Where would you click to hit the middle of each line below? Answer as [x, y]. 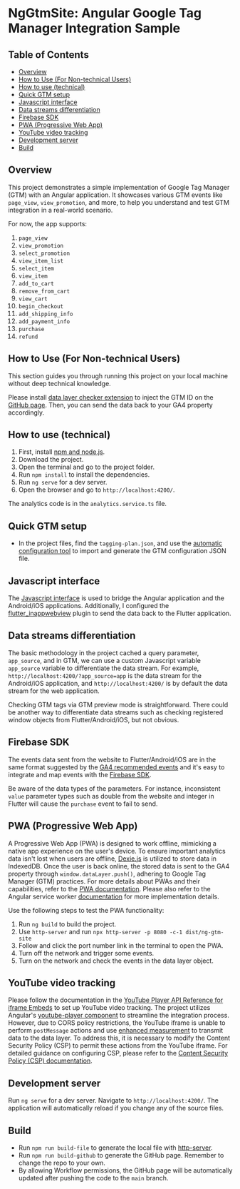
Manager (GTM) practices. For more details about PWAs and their [104, 881]
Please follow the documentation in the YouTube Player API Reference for [116, 1000]
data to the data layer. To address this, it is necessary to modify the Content [119, 1038]
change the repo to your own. [62, 1163]
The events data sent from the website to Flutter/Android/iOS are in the [112, 759]
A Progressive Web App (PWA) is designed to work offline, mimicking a [112, 843]
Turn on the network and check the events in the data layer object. [116, 961]
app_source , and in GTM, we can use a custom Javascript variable [105, 660]
